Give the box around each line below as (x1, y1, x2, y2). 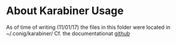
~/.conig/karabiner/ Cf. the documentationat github (6, 29, 131, 37)
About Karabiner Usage (6, 4, 124, 18)
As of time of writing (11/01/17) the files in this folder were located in (6, 24, 171, 31)
